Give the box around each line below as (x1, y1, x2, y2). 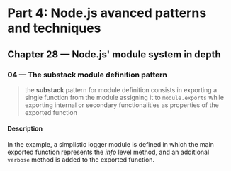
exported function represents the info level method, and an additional (7, 148, 210, 157)
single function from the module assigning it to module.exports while (24, 93, 225, 101)
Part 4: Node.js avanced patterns (7, 5, 207, 21)
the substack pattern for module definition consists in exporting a (24, 85, 218, 94)
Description (7, 124, 43, 133)
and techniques (7, 20, 101, 36)
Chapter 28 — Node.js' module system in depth (7, 48, 221, 60)
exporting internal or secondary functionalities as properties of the (24, 101, 220, 109)
